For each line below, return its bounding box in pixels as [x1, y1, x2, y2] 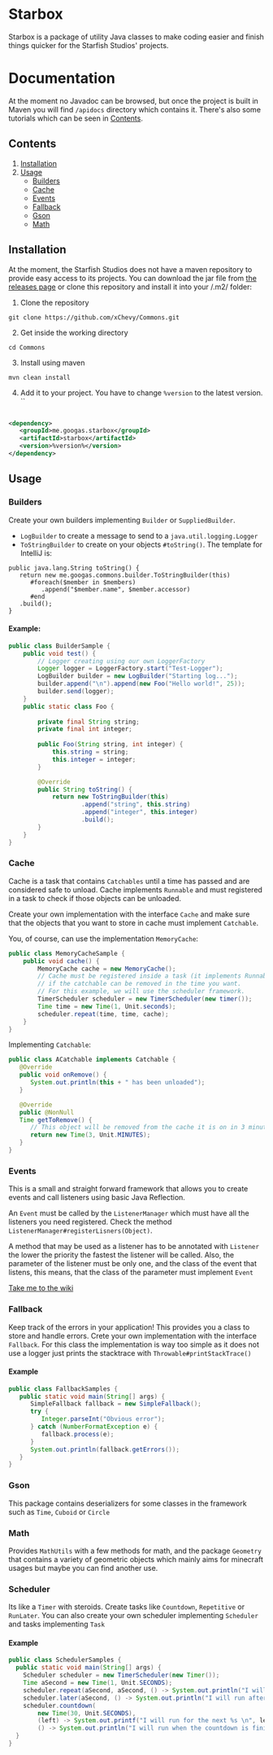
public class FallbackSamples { [8, 1384, 118, 1393]
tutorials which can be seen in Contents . [8, 113, 144, 123]
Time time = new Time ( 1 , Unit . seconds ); [37, 1002, 176, 1010]
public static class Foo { [23, 702, 115, 710]
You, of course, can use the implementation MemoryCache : [8, 934, 199, 943]
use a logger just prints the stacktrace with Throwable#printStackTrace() [8, 1348, 252, 1357]
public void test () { [23, 649, 96, 658]
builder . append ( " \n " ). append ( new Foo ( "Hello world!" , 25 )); [37, 680, 245, 688]
